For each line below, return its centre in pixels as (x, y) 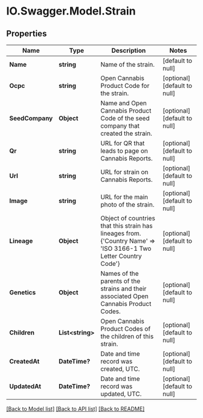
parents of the (121, 281)
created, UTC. (120, 369)
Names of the (120, 274)
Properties (27, 34)
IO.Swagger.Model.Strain (71, 11)
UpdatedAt (25, 386)
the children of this (127, 336)
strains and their (124, 289)
